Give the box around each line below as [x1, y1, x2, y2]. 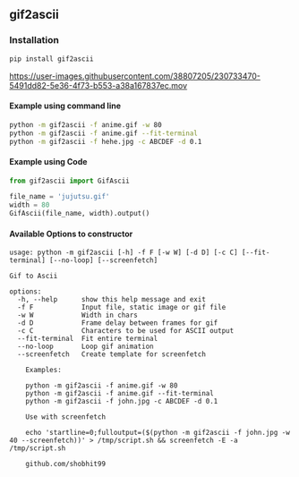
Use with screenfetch [25, 413, 106, 422]
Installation [9, 34, 60, 47]
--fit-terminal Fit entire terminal [17, 335, 158, 344]
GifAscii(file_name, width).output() [9, 209, 150, 218]
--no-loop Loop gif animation [17, 342, 154, 352]
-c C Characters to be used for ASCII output [17, 327, 235, 336]
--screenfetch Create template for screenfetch [17, 350, 206, 359]
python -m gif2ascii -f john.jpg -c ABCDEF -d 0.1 [25, 397, 218, 406]
